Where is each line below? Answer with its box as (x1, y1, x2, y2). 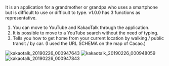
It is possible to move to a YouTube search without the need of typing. (12, 30, 158, 35)
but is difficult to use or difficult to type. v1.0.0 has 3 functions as (5, 9, 141, 15)
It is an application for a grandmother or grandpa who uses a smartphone (5, 4, 158, 10)
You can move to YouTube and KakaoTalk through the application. (12, 24, 150, 30)
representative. (5, 15, 37, 20)
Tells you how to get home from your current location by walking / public (12, 35, 164, 41)
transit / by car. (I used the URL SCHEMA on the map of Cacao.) (12, 40, 146, 46)
